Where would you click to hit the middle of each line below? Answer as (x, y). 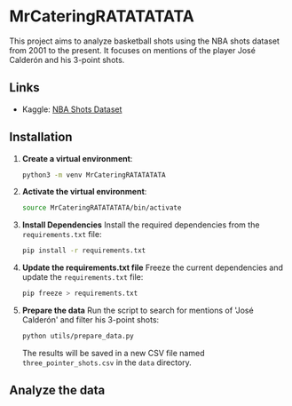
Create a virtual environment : (77, 158)
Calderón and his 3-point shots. (67, 60)
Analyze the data (57, 390)
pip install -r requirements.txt (84, 251)
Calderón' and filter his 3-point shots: (91, 320)
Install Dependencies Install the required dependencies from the (141, 225)
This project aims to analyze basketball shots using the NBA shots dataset (144, 41)
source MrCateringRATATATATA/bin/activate (102, 208)
